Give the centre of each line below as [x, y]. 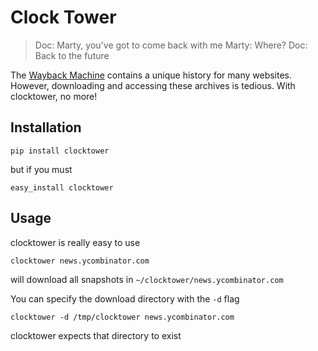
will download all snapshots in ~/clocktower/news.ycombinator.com [147, 279]
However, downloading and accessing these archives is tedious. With [153, 85]
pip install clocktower [60, 151]
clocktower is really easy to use [75, 242]
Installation [46, 127]
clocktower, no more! [54, 96]
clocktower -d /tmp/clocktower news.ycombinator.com [122, 317]
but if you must [41, 169]
